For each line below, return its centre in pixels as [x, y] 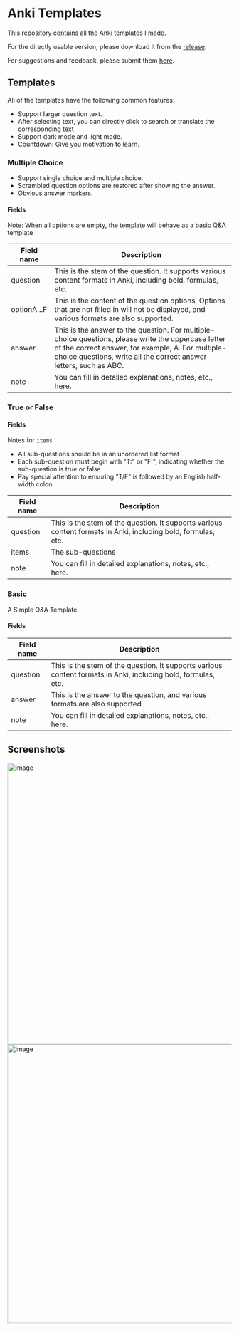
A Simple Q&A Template [42, 610]
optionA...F [29, 310]
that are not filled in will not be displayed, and [130, 310]
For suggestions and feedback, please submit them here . [91, 60]
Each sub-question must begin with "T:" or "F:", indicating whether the [121, 461]
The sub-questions [83, 552]
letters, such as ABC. [89, 366]
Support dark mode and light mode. [70, 136]
